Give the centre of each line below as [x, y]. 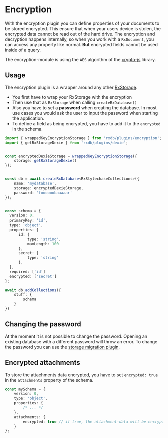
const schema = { [23, 211]
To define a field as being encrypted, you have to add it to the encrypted [86, 123]
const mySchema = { [25, 389]
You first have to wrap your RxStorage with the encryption [72, 97]
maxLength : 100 [43, 244]
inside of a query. [23, 50]
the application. [28, 118]
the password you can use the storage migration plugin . [63, 347]
